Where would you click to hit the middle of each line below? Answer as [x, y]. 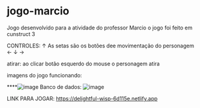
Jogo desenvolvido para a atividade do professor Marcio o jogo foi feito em [100, 28]
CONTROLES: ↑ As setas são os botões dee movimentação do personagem [100, 46]
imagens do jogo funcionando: [45, 75]
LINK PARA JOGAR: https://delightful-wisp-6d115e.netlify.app [82, 98]
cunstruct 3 [21, 34]
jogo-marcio [38, 11]
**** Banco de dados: [44, 87]
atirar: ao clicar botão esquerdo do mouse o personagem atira [84, 64]
